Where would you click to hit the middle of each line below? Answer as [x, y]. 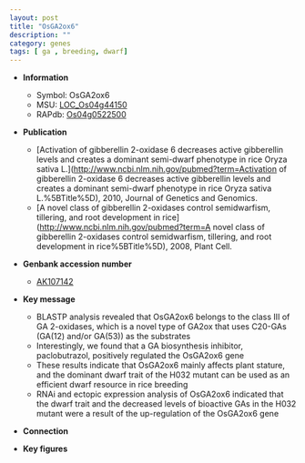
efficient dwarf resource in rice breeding [112, 385]
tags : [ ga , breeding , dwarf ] [69, 52]
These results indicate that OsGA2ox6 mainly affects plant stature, [160, 366]
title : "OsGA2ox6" [44, 26]
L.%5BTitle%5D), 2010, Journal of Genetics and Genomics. [147, 198]
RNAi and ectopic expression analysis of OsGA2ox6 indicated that [160, 394]
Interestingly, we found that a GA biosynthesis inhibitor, [140, 346]
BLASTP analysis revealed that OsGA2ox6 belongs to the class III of [163, 317]
